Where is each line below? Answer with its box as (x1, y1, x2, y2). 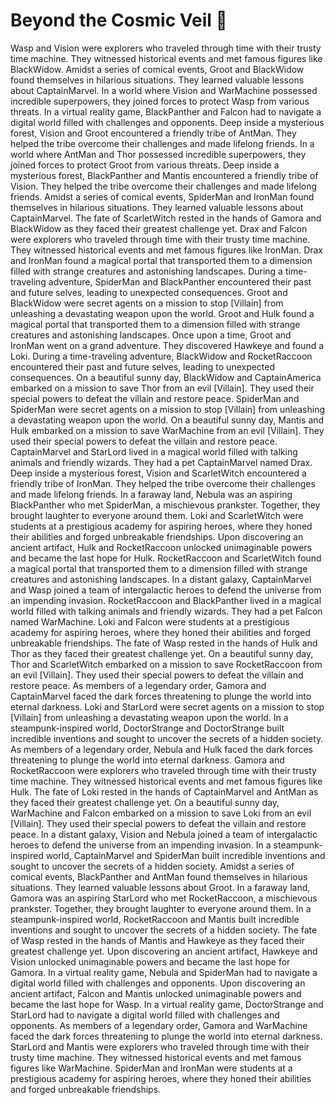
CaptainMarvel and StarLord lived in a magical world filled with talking (10, 445, 298, 458)
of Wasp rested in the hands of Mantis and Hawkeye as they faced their (10, 934, 305, 946)
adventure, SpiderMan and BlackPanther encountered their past (48, 275, 312, 288)
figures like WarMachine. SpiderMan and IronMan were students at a (10, 1062, 293, 1074)
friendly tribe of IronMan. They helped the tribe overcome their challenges (10, 477, 316, 489)
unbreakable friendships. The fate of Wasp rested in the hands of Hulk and (10, 637, 318, 649)
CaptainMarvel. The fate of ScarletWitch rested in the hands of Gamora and (10, 212, 322, 224)
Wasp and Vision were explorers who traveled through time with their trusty (10, 42, 322, 54)
